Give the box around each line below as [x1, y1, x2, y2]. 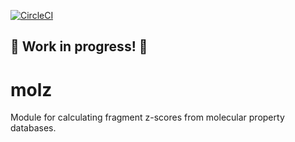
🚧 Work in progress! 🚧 [10, 38, 148, 55]
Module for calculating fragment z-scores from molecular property [10, 111, 285, 124]
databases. [10, 122, 57, 134]
